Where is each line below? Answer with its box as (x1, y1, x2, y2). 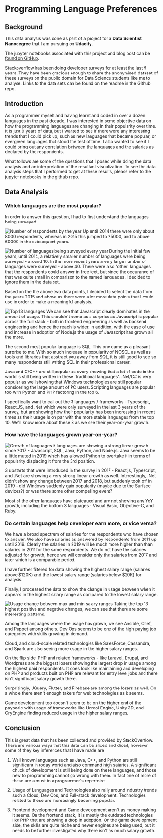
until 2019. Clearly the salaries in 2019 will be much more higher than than (5, 541, 153, 547)
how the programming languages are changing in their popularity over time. (5, 123, 157, 129)
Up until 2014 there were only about (82, 228, 155, 234)
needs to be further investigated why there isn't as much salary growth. (12, 827, 156, 833)
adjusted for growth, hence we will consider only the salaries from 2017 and (5, 552, 157, 558)
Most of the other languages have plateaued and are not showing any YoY (5, 498, 153, 503)
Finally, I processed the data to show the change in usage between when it (5, 586, 155, 592)
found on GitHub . (5, 56, 40, 61)
